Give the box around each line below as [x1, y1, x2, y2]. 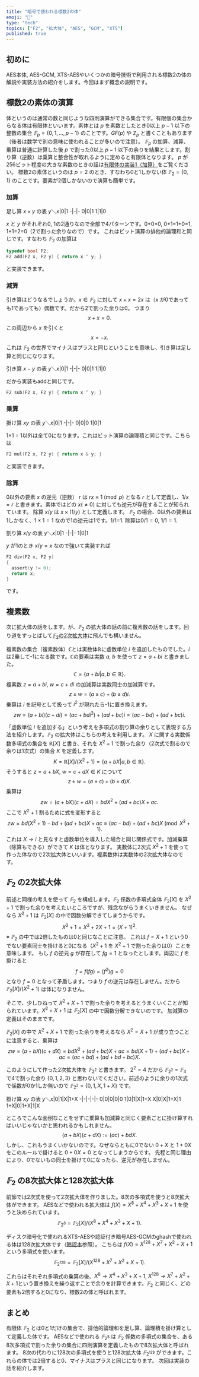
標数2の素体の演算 [6, 97, 74, 107]
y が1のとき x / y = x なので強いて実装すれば [6, 542, 111, 549]
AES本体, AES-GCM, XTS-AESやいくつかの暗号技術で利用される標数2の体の [6, 71, 192, 78]
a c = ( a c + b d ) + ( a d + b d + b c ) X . [59, 1053, 140, 1061]
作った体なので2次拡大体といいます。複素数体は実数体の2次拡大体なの [6, 850, 178, 858]
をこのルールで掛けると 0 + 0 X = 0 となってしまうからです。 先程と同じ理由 [6, 1149, 191, 1156]
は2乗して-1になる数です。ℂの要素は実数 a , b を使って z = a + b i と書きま [6, 653, 185, 660]
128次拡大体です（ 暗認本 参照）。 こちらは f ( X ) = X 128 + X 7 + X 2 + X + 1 [21, 1239, 193, 1248]
